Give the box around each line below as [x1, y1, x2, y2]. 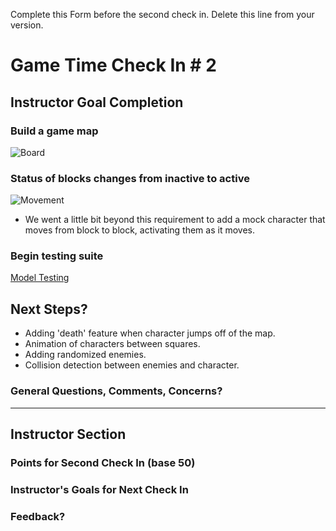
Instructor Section [10, 425, 127, 443]
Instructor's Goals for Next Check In [10, 482, 189, 496]
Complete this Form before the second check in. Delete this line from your [10, 9, 315, 20]
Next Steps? [10, 300, 88, 318]
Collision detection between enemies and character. [24, 359, 240, 371]
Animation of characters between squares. [24, 338, 201, 350]
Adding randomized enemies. [24, 349, 147, 361]
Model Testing [10, 272, 70, 284]
